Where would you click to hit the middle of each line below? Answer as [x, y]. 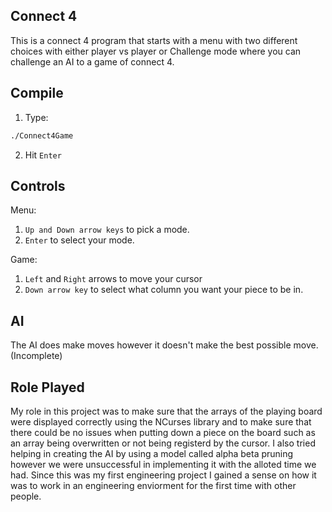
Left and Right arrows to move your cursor [113, 279]
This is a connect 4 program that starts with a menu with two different [154, 40]
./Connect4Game [42, 135]
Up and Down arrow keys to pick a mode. [107, 230]
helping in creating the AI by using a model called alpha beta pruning [152, 453]
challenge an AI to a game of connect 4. [92, 61]
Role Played [47, 387]
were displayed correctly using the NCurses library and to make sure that [161, 421]
